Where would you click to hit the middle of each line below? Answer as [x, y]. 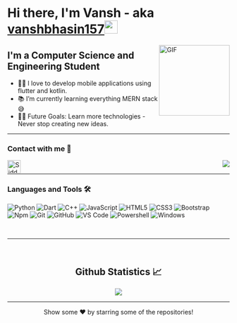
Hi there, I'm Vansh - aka [81, 13]
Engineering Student [54, 66]
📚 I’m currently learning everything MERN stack [87, 99]
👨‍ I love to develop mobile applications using [84, 83]
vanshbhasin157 [56, 29]
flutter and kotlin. [42, 91]
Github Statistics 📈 [119, 272]
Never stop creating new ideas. [63, 124]
